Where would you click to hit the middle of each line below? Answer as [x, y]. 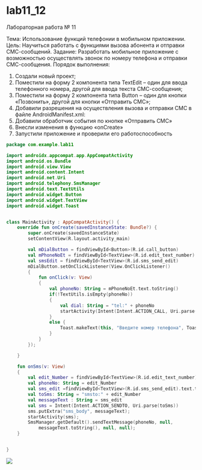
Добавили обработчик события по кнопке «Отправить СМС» [93, 120]
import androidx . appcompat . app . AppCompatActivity [70, 155]
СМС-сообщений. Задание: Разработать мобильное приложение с [92, 51]
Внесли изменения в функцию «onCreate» [69, 127]
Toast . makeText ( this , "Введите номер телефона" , [122, 328]
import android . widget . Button [44, 194]
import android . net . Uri [36, 178]
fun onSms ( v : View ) [41, 366]
